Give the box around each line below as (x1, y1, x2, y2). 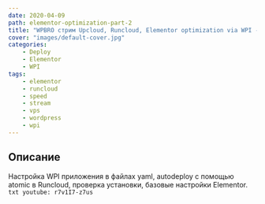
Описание (8, 150, 61, 164)
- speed (22, 92, 47, 100)
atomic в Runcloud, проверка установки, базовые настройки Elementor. (8, 180, 248, 189)
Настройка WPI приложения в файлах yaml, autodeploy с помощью (8, 171, 234, 181)
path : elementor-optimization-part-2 (8, 19, 132, 27)
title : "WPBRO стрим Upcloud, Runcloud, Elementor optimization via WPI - (8, 26, 259, 34)
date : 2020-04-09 (8, 11, 65, 20)
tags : (8, 70, 26, 78)
